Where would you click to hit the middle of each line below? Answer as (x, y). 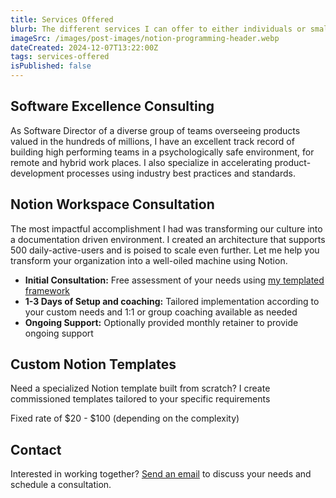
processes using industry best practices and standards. (181, 173)
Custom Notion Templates (93, 364)
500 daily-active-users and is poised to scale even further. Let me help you (165, 250)
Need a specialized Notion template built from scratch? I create (140, 388)
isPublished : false (51, 66)
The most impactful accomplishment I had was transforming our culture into (166, 228)
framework (47, 290)
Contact (36, 449)
